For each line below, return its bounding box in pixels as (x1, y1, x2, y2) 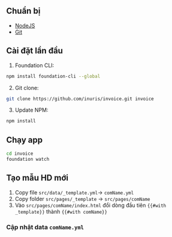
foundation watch (6, 156, 50, 162)
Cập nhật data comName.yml (6, 223, 84, 231)
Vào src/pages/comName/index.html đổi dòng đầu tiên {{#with (14, 202, 167, 209)
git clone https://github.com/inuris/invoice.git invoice (6, 95, 154, 102)
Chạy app (6, 134, 43, 145)
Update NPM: (14, 106, 49, 114)
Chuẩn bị (6, 6, 41, 16)
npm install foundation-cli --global (6, 73, 101, 79)
